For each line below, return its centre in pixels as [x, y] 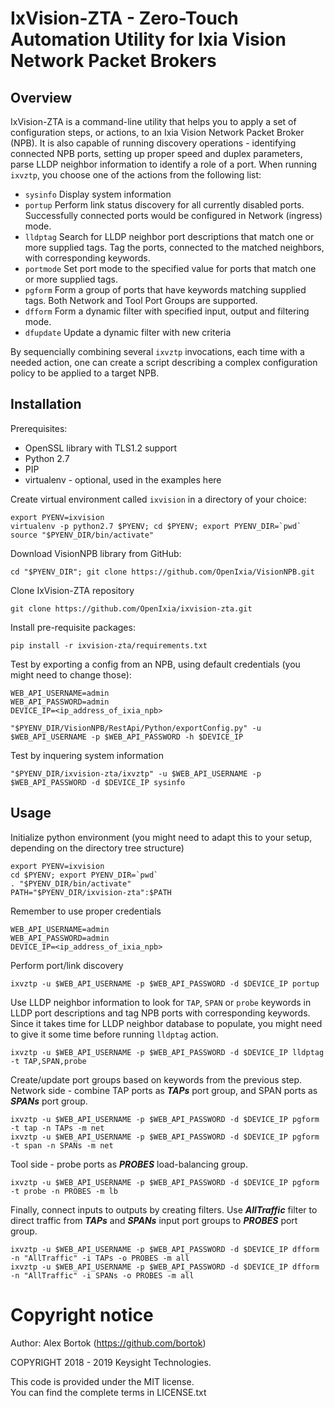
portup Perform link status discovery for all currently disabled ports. [164, 205]
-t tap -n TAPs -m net [57, 1128]
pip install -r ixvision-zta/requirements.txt [109, 645]
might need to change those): [71, 674]
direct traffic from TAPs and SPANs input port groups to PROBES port [154, 1220]
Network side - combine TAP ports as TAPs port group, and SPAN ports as [164, 1090]
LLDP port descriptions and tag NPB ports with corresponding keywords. [160, 1013]
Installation [46, 404]
